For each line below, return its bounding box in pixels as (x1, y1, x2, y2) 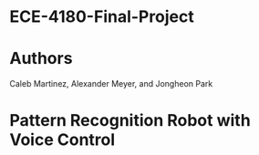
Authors (9, 48, 73, 69)
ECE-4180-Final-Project (9, 6, 194, 27)
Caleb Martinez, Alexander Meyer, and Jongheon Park (9, 78, 213, 89)
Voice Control (9, 129, 116, 150)
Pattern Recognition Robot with (9, 110, 251, 131)
